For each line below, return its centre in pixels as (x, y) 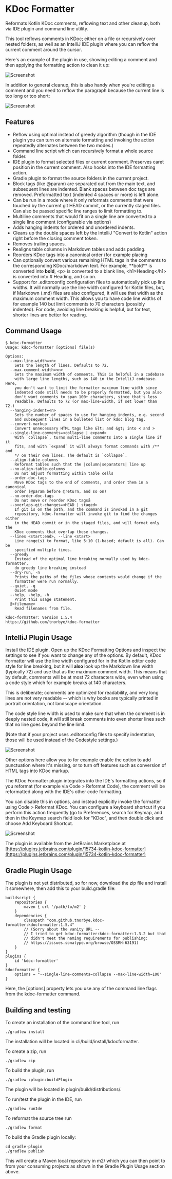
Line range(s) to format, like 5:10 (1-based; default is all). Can (89, 541)
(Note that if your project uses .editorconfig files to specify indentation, (80, 735)
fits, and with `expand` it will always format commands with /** (87, 446)
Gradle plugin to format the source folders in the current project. (81, 178)
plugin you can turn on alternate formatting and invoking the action (83, 140)
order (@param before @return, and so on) (61, 491)
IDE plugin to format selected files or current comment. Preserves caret (88, 162)
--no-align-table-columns (38, 469)
